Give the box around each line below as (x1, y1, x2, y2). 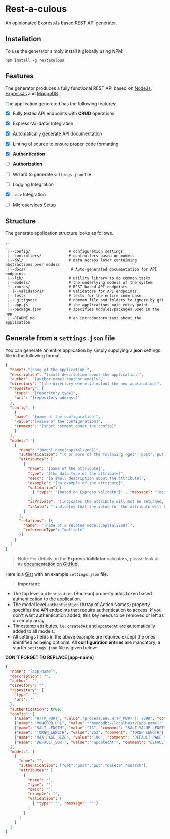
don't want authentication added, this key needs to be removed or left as (12, 612, 164, 618)
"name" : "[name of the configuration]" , (14, 414, 101, 419)
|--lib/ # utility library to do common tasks (7, 276, 151, 281)
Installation (5, 35, 41, 43)
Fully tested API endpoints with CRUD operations (12, 110, 115, 116)
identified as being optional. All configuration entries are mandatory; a (12, 639, 161, 645)
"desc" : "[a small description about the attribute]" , (27, 476, 146, 481)
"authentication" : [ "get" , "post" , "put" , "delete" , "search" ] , (18, 763, 148, 768)
